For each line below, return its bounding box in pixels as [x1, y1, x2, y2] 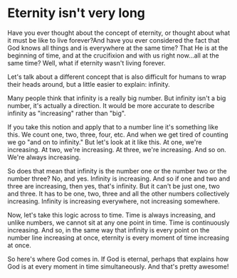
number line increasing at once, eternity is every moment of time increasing [7, 233, 229, 242]
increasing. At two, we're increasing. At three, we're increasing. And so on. [7, 145, 226, 154]
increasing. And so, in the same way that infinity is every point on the [7, 225, 210, 234]
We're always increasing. [7, 153, 81, 161]
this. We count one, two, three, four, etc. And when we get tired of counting [7, 130, 229, 139]
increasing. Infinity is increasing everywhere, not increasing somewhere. [7, 197, 221, 205]
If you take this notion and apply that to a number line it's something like [7, 122, 218, 131]
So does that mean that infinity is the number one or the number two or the [7, 166, 227, 175]
